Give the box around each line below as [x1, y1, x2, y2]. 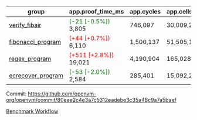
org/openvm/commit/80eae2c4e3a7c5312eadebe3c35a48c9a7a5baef [6, 97, 177, 103]
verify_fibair [9, 21, 42, 29]
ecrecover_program [9, 71, 63, 80]
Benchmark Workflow [6, 108, 59, 115]
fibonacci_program [9, 38, 62, 46]
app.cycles [130, 8, 161, 15]
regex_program [9, 55, 52, 63]
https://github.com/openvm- [28, 90, 97, 97]
